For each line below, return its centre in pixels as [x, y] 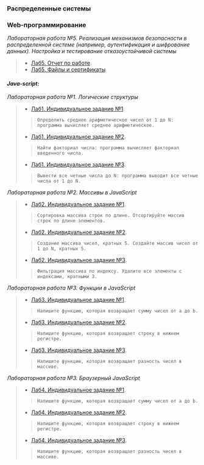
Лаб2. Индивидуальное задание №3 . [79, 260]
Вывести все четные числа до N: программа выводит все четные [118, 176]
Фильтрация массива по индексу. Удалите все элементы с [109, 271]
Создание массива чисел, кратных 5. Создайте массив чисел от [118, 243]
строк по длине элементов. [71, 221]
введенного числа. [60, 153]
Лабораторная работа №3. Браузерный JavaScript [74, 378]
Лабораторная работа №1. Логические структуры [73, 97]
